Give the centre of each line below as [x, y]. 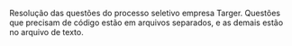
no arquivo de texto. [46, 32]
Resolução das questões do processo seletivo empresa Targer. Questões [145, 13]
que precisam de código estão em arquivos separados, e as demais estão [146, 23]
